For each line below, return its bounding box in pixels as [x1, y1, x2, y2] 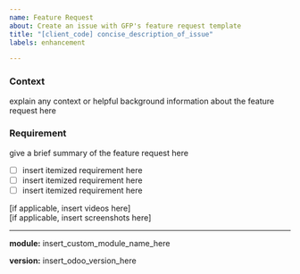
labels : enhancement [9, 37, 87, 47]
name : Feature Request [9, 12, 94, 22]
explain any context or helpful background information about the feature [9, 95, 275, 106]
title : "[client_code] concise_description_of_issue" [9, 29, 214, 38]
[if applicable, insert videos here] [9, 203, 131, 214]
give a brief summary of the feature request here [9, 147, 189, 158]
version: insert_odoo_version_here [9, 255, 137, 266]
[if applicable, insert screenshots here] [9, 212, 152, 223]
